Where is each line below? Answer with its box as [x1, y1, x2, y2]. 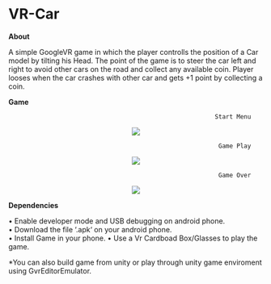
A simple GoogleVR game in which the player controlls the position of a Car [8, 47, 259, 56]
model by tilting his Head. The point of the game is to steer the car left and [8, 56, 256, 65]
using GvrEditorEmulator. [8, 265, 91, 275]
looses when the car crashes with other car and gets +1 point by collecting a [8, 73, 263, 82]
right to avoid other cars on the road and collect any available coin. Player [8, 64, 254, 73]
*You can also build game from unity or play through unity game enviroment [8, 257, 262, 267]
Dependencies [8, 200, 59, 210]
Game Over [218, 171, 252, 179]
